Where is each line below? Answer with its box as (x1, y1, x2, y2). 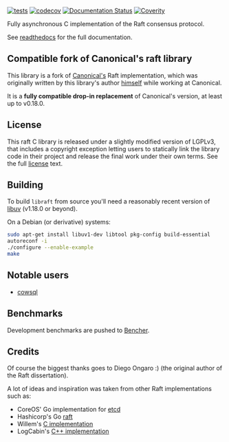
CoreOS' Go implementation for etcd (17, 406, 121, 414)
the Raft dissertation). (7, 371, 69, 379)
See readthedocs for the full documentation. (7, 33, 133, 41)
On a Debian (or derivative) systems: (7, 218, 111, 226)
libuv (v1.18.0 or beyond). (7, 205, 78, 213)
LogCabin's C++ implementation (17, 427, 109, 436)
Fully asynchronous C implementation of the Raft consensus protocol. (7, 20, 205, 27)
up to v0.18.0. (7, 99, 45, 107)
